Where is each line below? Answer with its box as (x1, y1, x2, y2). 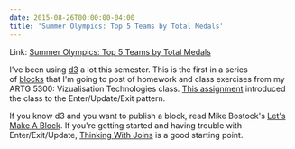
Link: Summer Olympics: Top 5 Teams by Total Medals (9, 46, 212, 57)
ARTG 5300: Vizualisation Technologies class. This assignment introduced (9, 83, 286, 94)
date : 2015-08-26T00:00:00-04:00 (9, 13, 135, 23)
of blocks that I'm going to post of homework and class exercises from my (9, 73, 286, 84)
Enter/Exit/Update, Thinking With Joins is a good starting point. (9, 129, 244, 140)
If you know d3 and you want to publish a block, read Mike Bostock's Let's (9, 110, 286, 121)
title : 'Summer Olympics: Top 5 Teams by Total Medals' (9, 22, 224, 31)
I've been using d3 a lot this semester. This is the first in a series (9, 64, 248, 75)
